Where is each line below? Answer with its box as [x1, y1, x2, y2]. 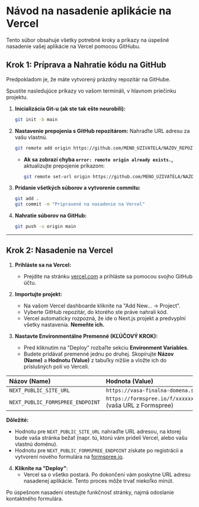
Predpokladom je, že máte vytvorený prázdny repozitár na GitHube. [6, 75, 171, 83]
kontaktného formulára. [6, 495, 63, 502]
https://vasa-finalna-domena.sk [105, 387, 197, 394]
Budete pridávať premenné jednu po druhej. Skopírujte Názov [23, 350, 174, 357]
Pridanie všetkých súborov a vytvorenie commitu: [14, 184, 141, 191]
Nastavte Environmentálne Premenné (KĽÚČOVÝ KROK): [14, 332, 158, 340]
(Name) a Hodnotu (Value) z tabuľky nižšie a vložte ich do [23, 356, 167, 363]
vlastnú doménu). [14, 441, 58, 448]
